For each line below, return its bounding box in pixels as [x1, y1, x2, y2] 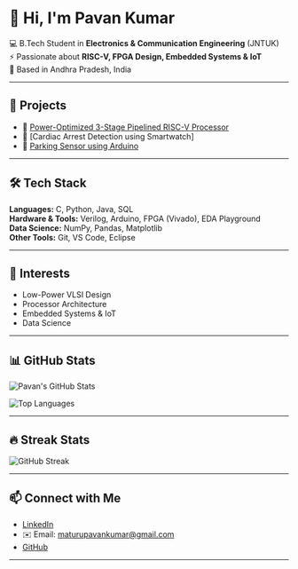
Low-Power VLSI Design [21, 289, 112, 300]
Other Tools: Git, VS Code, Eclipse [9, 232, 136, 242]
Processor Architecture [21, 299, 107, 310]
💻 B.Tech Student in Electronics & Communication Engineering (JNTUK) [9, 37, 279, 48]
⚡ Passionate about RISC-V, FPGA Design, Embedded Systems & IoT [9, 51, 263, 61]
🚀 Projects [9, 98, 67, 114]
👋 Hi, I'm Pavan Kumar [9, 8, 176, 28]
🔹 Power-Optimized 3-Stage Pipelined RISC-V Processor [21, 122, 229, 132]
